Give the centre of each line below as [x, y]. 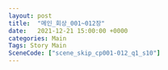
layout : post [30, 16]
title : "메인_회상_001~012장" [57, 23]
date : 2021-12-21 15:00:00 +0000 [68, 31]
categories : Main [38, 38]
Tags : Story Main [38, 46]
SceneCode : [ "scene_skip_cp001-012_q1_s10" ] [84, 53]
